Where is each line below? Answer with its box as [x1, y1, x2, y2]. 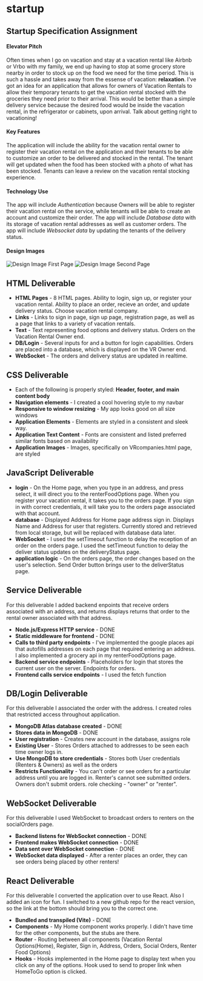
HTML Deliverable [6, 278, 76, 288]
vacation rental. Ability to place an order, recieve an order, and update [15, 301, 190, 308]
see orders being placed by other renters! [15, 858, 119, 865]
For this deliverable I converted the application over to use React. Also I [6, 892, 184, 899]
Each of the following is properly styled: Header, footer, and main [15, 386, 180, 393]
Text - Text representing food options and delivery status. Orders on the [15, 327, 196, 334]
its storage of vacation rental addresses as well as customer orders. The [6, 221, 187, 228]
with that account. [15, 510, 61, 517]
